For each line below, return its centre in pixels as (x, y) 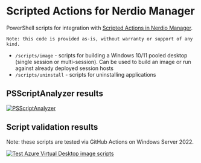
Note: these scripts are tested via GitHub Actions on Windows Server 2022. (100, 142)
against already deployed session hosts (64, 68)
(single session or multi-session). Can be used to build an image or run (103, 62)
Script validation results (52, 127)
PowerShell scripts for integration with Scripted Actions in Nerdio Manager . (100, 28)
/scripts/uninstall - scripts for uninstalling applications (85, 74)
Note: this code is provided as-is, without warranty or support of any (100, 39)
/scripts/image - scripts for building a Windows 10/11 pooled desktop (101, 55)
